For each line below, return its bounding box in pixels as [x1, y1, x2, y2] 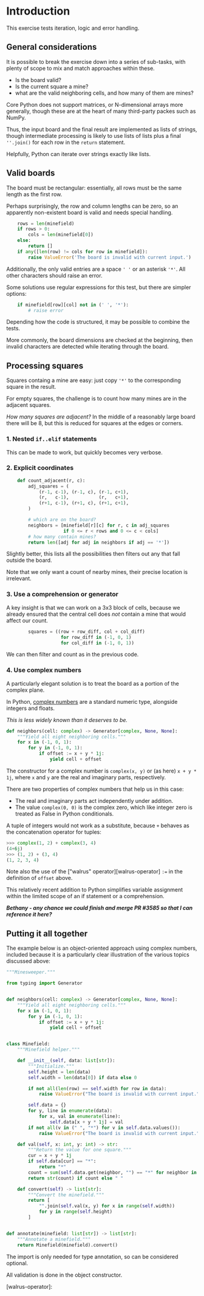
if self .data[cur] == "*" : [28, 1158, 97, 1164]
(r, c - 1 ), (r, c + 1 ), [38, 494, 129, 500]
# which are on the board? [28, 517, 97, 523]
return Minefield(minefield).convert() [17, 1242, 118, 1248]
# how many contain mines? [28, 533, 97, 540]
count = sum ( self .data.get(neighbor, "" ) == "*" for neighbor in [28, 1169, 197, 1176]
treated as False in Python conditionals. [15, 810, 114, 817]
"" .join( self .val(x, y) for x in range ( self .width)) [38, 1203, 175, 1209]
